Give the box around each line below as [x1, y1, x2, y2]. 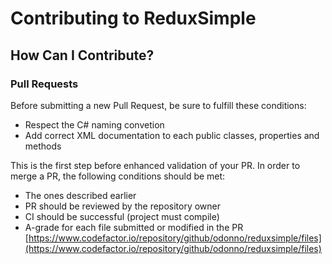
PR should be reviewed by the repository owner [24, 200, 222, 212]
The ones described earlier [24, 189, 137, 201]
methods [24, 140, 62, 152]
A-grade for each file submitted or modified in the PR [24, 221, 244, 233]
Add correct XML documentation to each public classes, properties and [24, 129, 320, 141]
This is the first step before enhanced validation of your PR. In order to [10, 159, 301, 171]
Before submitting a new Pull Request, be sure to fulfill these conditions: [10, 99, 307, 111]
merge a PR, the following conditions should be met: [10, 170, 226, 182]
